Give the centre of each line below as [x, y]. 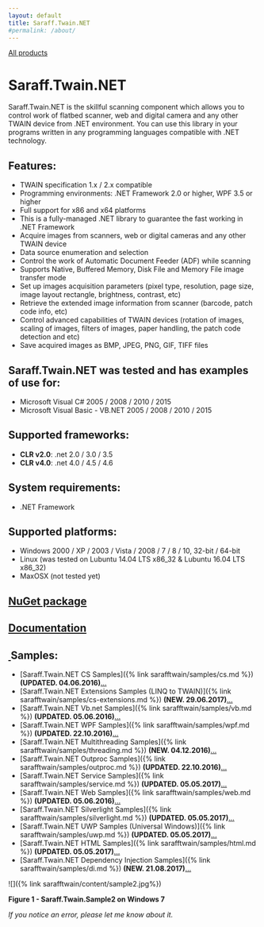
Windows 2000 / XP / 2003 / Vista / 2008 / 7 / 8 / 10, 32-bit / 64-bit [130, 551]
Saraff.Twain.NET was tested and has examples [128, 370]
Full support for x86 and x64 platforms [83, 211]
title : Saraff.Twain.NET [49, 23]
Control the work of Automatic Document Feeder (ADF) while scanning [135, 261]
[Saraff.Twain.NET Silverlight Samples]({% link [96, 809]
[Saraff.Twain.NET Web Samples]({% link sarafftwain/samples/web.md [135, 792]
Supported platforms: [63, 532]
